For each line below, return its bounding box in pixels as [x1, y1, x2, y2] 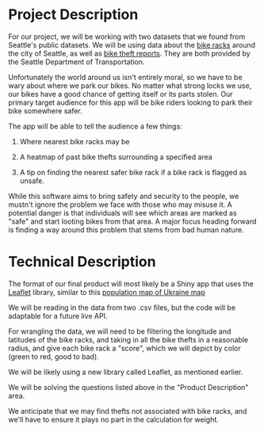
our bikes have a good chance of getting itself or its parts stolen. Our [8, 89, 233, 98]
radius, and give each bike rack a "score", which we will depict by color [8, 343, 242, 353]
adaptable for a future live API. [8, 311, 108, 320]
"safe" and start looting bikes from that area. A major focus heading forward [8, 216, 257, 226]
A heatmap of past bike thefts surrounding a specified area [19, 152, 212, 162]
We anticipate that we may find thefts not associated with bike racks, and [8, 406, 247, 415]
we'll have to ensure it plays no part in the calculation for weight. [8, 415, 220, 424]
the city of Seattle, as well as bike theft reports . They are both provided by [8, 48, 251, 58]
